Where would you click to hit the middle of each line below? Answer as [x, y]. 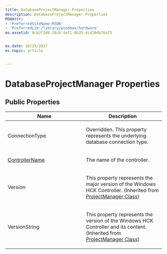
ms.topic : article [24, 51]
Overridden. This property [117, 129]
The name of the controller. [118, 160]
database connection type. [117, 142]
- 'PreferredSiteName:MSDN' [34, 24]
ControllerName [26, 160]
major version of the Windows [121, 184]
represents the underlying [116, 135]
